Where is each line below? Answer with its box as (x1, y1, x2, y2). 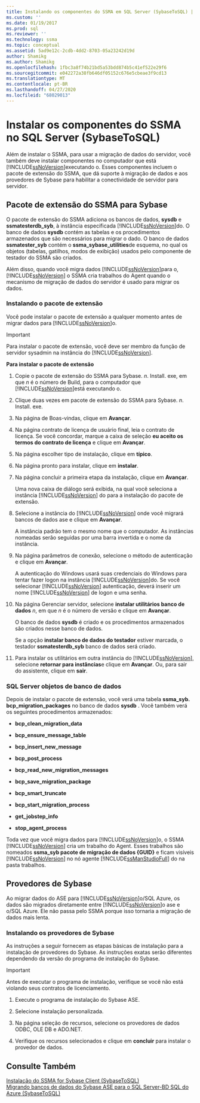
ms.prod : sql (6, 25, 39, 32)
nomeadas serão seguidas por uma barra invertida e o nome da (14, 534, 171, 541)
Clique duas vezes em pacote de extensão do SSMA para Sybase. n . (14, 396, 184, 404)
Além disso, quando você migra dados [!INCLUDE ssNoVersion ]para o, (6, 265, 179, 272)
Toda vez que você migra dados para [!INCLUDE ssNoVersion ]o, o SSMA (6, 836, 184, 843)
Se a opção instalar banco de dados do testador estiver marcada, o (14, 636, 183, 644)
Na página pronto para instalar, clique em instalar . (14, 462, 139, 469)
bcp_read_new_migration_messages (14, 766, 109, 774)
